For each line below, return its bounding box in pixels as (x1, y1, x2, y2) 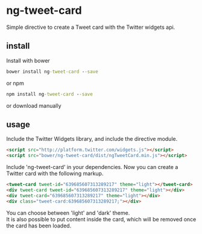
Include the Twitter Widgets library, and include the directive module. (6, 135, 178, 143)
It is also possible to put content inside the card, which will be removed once (6, 215, 197, 223)
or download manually (6, 102, 62, 109)
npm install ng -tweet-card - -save (6, 91, 93, 97)
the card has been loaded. (6, 222, 72, 229)
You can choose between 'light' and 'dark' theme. (6, 209, 130, 217)
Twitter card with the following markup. (6, 170, 104, 177)
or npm (6, 79, 24, 87)
